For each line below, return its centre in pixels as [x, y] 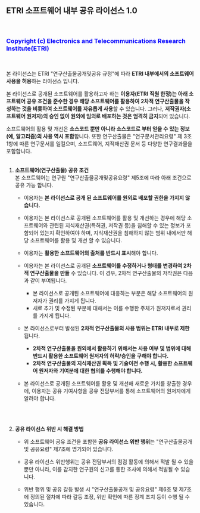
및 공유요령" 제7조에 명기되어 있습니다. [68, 449]
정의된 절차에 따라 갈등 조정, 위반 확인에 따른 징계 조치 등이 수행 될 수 [110, 497]
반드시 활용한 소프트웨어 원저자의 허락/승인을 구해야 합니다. [101, 356]
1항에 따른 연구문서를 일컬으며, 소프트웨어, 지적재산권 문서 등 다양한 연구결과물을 [99, 144]
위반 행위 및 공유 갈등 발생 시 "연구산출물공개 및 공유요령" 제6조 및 [101, 489]
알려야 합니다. [40, 398]
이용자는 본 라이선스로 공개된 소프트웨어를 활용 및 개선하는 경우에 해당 [105, 218]
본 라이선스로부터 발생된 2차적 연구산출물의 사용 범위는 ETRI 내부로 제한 [107, 328]
